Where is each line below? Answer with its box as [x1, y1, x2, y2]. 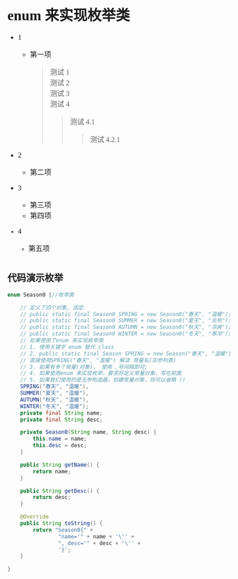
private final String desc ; [20, 416, 103, 423]
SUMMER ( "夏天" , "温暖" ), [20, 390, 89, 397]
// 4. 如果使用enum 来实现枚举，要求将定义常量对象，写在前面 [20, 370, 182, 377]
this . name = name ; [33, 435, 87, 443]
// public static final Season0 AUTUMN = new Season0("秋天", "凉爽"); [20, 324, 232, 331]
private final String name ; [20, 409, 103, 417]
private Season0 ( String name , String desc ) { [20, 429, 157, 436]
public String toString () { [20, 520, 103, 527]
